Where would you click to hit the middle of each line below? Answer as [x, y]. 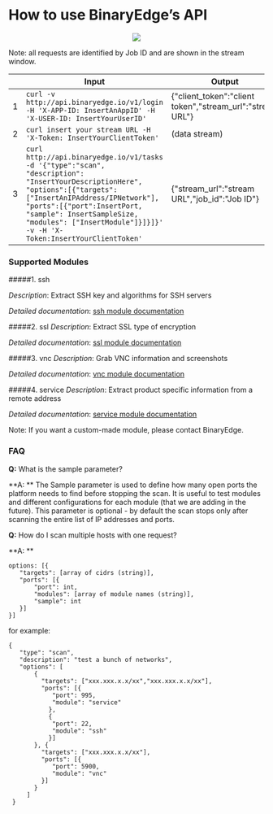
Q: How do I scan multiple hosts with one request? [93, 535]
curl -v [40, 94]
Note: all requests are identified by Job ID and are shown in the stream [126, 52]
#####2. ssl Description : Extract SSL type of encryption [102, 327]
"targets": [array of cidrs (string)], [87, 572]
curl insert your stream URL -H [88, 129]
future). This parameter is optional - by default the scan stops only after [128, 511]
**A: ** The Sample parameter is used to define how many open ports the [133, 485]
